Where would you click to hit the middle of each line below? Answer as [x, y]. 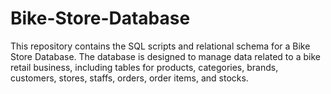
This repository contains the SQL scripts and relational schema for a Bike [160, 46]
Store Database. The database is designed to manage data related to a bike [165, 56]
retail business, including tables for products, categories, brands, [144, 67]
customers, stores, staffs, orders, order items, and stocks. [129, 78]
